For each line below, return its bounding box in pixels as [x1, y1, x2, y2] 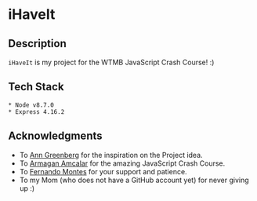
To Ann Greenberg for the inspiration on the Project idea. [19, 150, 203, 159]
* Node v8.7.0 [8, 100, 55, 109]
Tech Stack [8, 80, 64, 93]
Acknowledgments [8, 130, 103, 143]
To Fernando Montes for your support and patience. [19, 166, 187, 176]
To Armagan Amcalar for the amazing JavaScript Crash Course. [19, 159, 226, 168]
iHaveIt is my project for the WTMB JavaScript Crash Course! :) [8, 57, 215, 67]
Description [8, 37, 67, 50]
